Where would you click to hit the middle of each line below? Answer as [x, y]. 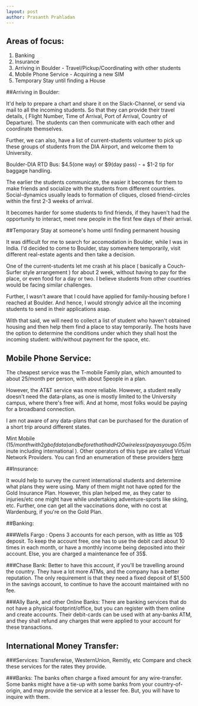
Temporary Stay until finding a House [60, 81]
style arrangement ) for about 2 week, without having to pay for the [105, 272]
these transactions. [30, 627]
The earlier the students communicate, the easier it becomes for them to [95, 182]
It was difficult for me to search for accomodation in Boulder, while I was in [97, 242]
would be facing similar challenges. [49, 285]
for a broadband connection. [41, 409]
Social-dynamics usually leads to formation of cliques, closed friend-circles [98, 195]
